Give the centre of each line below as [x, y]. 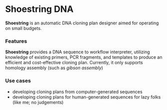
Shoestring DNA [39, 9]
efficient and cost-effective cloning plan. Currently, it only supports [74, 63]
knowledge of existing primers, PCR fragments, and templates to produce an [84, 57]
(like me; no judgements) [38, 102]
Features [16, 41]
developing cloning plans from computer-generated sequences [78, 92]
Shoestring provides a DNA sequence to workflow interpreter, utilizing [78, 52]
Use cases [18, 81]
